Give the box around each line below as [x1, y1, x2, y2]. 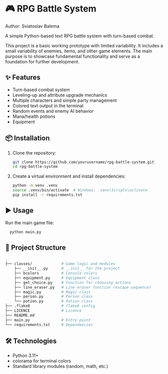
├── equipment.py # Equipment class [14, 275, 100, 280]
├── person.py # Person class [14, 294, 93, 299]
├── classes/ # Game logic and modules [5, 261, 115, 266]
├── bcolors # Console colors [14, 271, 98, 276]
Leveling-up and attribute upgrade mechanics [12, 92, 107, 98]
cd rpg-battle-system [12, 164, 58, 169]
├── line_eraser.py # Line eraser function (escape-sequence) [14, 284, 151, 290]
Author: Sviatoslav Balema [5, 23, 60, 29]
